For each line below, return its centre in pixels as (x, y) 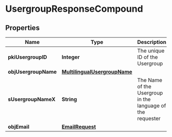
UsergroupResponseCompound (74, 9)
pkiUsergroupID (28, 57)
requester (149, 118)
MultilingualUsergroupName (97, 72)
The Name (150, 80)
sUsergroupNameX (32, 99)
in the (144, 99)
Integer (71, 57)
